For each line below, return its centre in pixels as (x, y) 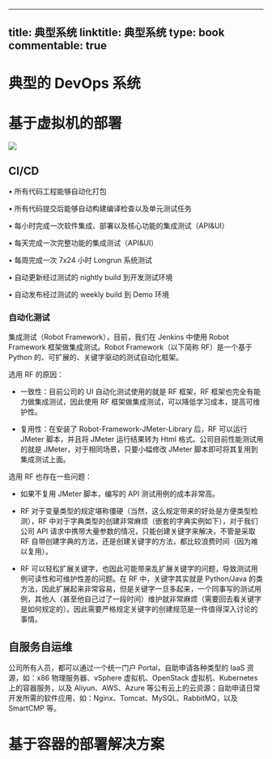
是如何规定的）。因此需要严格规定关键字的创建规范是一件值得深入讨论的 (139, 608)
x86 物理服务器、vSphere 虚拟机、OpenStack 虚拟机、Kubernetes (147, 678)
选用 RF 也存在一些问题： (51, 476)
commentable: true (58, 46)
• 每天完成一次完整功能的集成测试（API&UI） (83, 243)
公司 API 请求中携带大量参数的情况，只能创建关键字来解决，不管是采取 (138, 531)
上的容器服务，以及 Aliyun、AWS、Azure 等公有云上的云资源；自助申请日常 (134, 688)
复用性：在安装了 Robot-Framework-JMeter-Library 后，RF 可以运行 (134, 429)
